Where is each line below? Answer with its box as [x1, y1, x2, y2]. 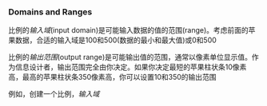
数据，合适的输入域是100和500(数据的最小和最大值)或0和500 [14, 35, 217, 45]
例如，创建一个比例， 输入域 [8, 89, 100, 99]
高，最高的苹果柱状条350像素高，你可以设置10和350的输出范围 [8, 73, 217, 82]
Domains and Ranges [8, 6, 93, 18]
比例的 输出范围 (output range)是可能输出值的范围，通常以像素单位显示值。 [8, 53, 252, 62]
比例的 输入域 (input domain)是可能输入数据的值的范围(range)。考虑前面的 [8, 26, 249, 35]
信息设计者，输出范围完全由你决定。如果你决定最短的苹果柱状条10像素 [14, 62, 247, 72]
